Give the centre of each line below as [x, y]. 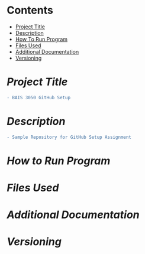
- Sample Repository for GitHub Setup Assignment [69, 137]
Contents [30, 10]
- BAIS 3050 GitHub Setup [38, 97]
